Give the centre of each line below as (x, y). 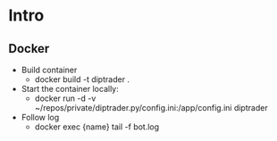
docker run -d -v (65, 98)
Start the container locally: (70, 89)
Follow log (40, 117)
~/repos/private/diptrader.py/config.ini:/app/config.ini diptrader (151, 108)
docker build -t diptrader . (82, 79)
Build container (49, 70)
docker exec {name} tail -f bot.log (97, 127)
